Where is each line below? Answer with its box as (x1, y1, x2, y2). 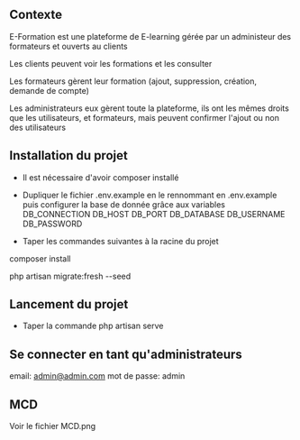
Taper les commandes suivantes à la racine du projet (22, 235, 219, 246)
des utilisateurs (9, 122, 66, 133)
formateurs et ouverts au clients (9, 41, 128, 51)
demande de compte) (9, 85, 90, 96)
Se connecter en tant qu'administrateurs (9, 346, 243, 362)
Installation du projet (9, 148, 128, 163)
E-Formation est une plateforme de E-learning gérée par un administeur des (9, 31, 292, 41)
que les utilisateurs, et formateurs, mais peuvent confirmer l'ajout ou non (9, 112, 279, 123)
